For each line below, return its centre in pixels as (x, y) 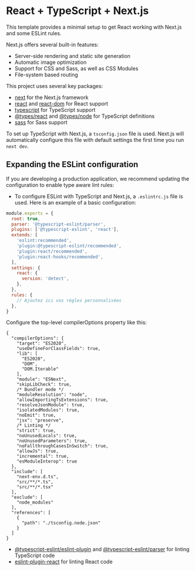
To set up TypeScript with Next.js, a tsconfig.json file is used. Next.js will (95, 134)
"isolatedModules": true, (48, 410)
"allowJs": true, (38, 451)
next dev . (18, 146)
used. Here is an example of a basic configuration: (75, 202)
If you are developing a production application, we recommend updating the (97, 179)
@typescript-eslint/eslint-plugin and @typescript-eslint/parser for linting (102, 549)
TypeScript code (35, 556)
